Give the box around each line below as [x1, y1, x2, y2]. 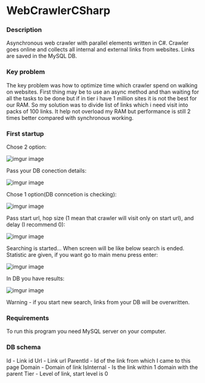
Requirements [6, 314, 50, 322]
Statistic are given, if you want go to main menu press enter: [6, 251, 158, 259]
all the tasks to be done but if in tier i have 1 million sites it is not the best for [6, 94, 197, 102]
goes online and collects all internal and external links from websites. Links [6, 46, 195, 53]
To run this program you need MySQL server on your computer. [6, 328, 166, 335]
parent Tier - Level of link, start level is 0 [6, 370, 108, 377]
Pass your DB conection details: [6, 167, 87, 174]
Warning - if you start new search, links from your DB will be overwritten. [6, 299, 190, 306]
